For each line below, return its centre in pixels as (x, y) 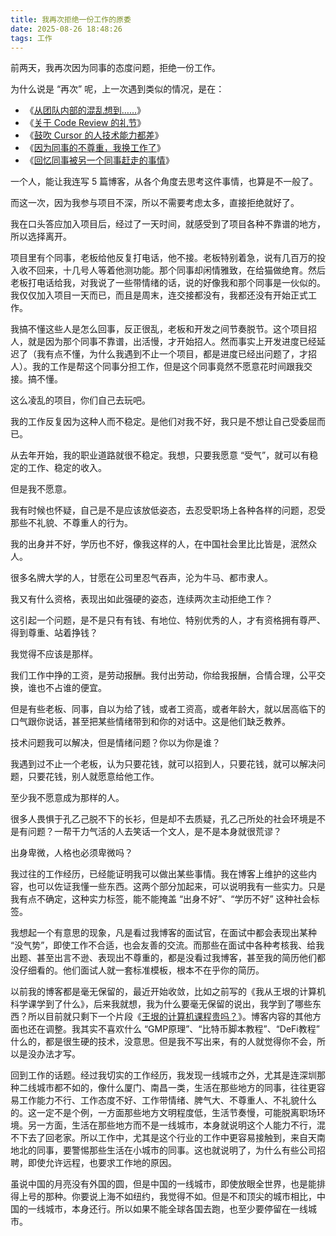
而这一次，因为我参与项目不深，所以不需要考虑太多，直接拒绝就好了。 (155, 203)
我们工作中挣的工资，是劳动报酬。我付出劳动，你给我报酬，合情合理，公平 (163, 675)
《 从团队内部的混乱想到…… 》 (85, 110)
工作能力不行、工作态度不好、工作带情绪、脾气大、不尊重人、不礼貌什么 (167, 1100)
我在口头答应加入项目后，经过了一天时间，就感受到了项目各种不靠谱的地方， (168, 224)
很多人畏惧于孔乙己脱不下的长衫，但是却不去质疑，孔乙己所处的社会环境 (159, 819)
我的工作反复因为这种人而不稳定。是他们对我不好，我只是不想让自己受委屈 (163, 422)
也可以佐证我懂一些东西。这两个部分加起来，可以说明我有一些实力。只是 (176, 887)
